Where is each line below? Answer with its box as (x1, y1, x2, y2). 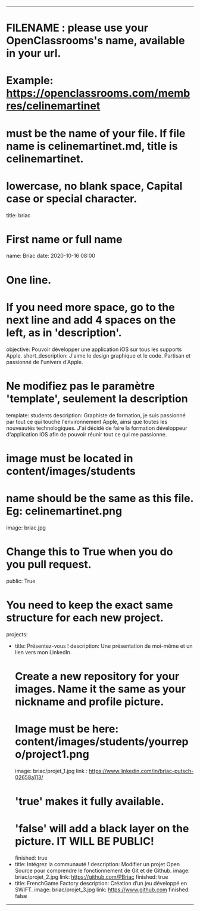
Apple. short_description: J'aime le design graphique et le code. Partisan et (6, 352, 191, 359)
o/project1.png (14, 747, 89, 761)
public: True (6, 577, 36, 584)
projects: (6, 630, 28, 638)
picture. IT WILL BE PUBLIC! (14, 835, 155, 848)
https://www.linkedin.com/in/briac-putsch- (89, 767, 194, 774)
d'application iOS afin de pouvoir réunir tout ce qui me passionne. (6, 430, 167, 438)
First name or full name (6, 232, 123, 246)
